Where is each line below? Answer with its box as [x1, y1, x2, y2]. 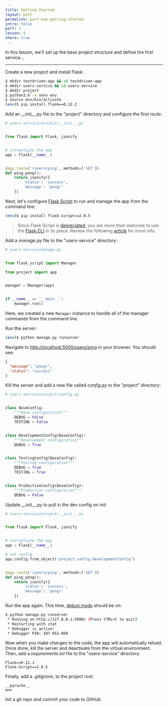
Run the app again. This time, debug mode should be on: [5, 603, 122, 608]
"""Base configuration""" [14, 410, 68, 415]
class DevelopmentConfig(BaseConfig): [5, 433, 86, 438]
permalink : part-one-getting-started [5, 17, 84, 22]
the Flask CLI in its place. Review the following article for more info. [17, 227, 156, 233]
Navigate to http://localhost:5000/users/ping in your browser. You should [5, 344, 156, 350]
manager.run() [14, 301, 43, 306]
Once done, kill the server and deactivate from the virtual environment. [5, 645, 151, 651]
